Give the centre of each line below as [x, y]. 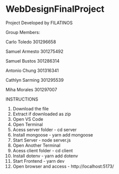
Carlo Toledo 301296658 [31, 42]
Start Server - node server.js [42, 140]
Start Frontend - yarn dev [39, 161]
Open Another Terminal [37, 145]
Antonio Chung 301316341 [32, 70]
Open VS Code [28, 119]
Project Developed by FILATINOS [39, 23]
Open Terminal [28, 124]
